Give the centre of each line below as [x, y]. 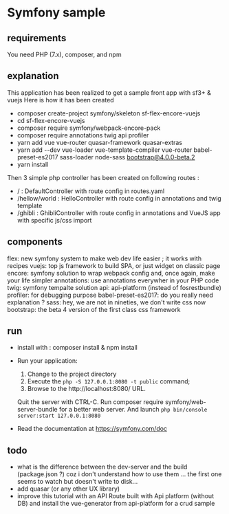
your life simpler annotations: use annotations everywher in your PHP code [113, 280]
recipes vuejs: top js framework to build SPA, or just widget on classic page [114, 265]
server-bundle [37, 410]
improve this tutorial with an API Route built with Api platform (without [116, 496]
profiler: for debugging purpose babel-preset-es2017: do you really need [110, 295]
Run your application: [47, 361]
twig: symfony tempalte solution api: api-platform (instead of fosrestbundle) [115, 287]
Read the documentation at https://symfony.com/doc [92, 429]
